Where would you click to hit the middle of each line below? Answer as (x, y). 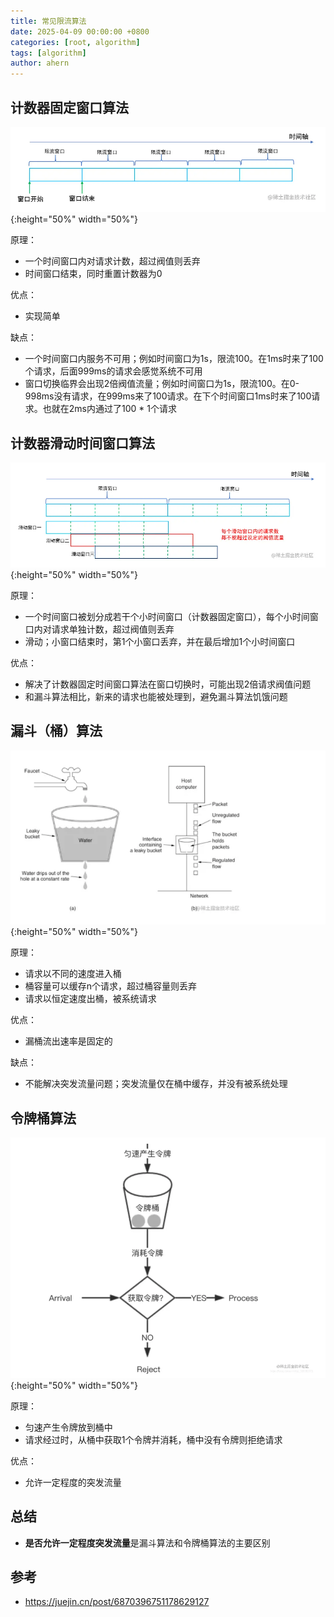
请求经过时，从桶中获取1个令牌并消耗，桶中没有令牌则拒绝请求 (153, 1439)
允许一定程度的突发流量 (73, 1482)
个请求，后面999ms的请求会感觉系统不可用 (113, 371)
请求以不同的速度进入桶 (73, 974)
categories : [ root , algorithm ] (75, 42)
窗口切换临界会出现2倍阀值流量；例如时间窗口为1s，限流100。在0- (162, 384)
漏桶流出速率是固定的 (68, 1041)
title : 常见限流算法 (48, 21)
